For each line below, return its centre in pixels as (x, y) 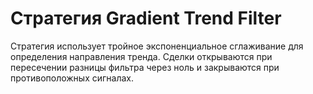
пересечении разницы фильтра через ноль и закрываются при (145, 67)
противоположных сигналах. (72, 78)
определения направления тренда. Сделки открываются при (141, 56)
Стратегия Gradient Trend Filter (146, 18)
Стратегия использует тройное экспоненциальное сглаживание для (157, 46)
